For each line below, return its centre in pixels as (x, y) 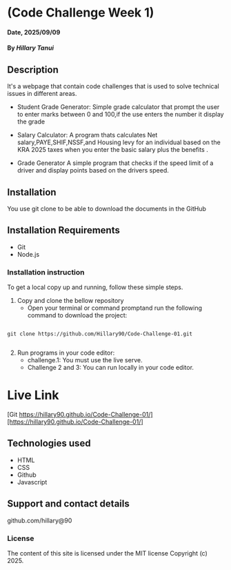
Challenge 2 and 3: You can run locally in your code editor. (111, 368)
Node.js (28, 254)
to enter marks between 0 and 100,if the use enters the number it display (120, 115)
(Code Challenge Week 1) (81, 13)
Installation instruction (46, 272)
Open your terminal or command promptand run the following (114, 308)
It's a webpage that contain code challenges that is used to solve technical (113, 86)
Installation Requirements (64, 230)
